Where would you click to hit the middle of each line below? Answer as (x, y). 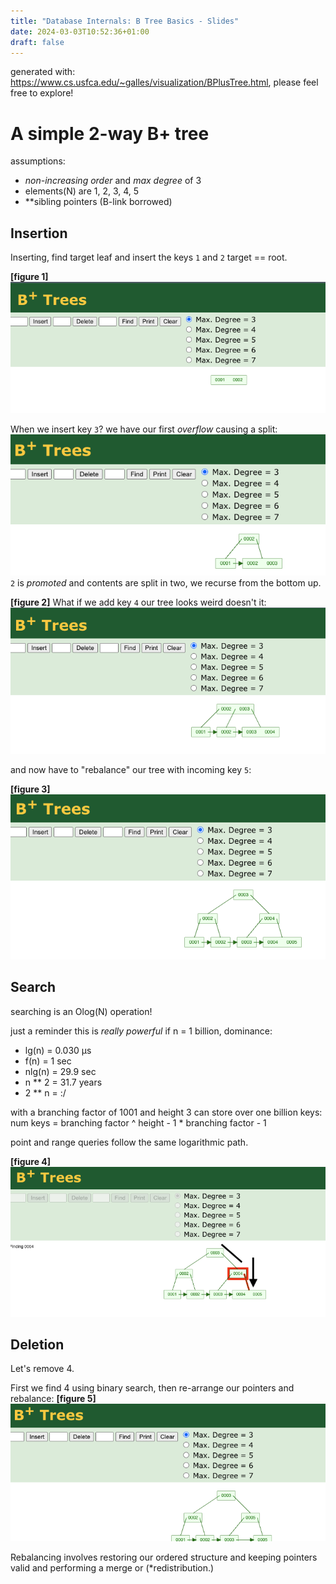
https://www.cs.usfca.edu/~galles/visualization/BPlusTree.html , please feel (164, 82)
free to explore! (42, 93)
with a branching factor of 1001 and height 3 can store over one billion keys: (166, 1112)
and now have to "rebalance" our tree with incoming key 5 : (131, 769)
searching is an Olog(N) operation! (81, 1011)
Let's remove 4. (42, 1369)
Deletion (37, 1344)
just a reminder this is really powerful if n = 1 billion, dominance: (141, 1031)
